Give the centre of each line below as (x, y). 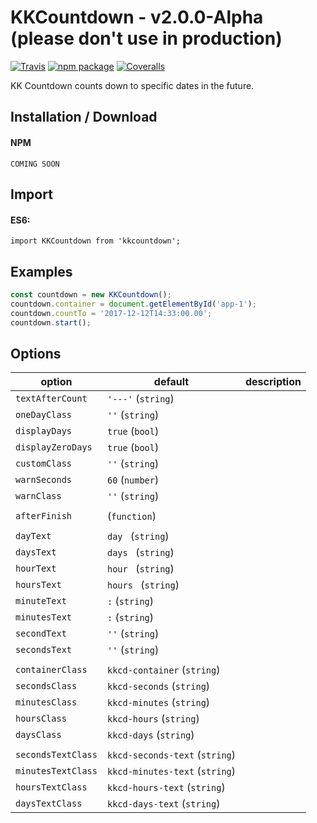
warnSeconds (44, 480)
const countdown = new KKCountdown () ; (91, 294)
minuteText (41, 601)
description (273, 382)
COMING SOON (35, 164)
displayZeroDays (54, 447)
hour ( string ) (140, 569)
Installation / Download (84, 117)
